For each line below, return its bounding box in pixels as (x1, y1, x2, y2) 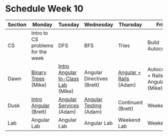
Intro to (31, 29, 48, 36)
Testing (84, 102, 101, 109)
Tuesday (58, 21, 79, 28)
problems (31, 42, 53, 49)
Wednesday (84, 21, 113, 28)
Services (58, 102, 79, 109)
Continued (118, 98, 143, 105)
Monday (32, 21, 52, 28)
